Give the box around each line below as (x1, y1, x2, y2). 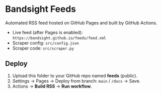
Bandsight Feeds (5, 3, 76, 15)
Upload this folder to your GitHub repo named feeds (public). (12, 73, 138, 79)
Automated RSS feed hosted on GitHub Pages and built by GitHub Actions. (5, 20, 158, 26)
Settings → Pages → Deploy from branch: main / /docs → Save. (12, 78, 141, 84)
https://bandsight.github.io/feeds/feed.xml (12, 36, 106, 41)
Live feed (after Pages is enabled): (12, 29, 83, 35)
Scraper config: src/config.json (12, 40, 80, 46)
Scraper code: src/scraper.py (12, 45, 75, 51)
